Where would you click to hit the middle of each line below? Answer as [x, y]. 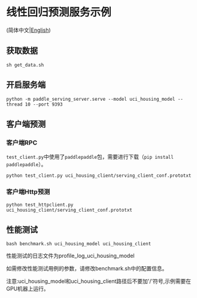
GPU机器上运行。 [28, 289]
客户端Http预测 [28, 192]
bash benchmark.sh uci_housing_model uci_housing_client [79, 244]
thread [14, 104]
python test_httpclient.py [40, 204]
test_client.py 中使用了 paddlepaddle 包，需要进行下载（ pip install [90, 157]
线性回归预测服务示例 [59, 12]
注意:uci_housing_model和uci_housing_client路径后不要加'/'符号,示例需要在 [99, 281]
